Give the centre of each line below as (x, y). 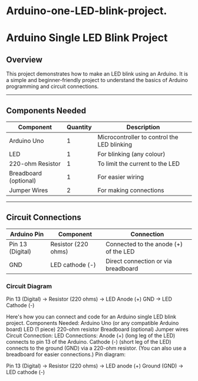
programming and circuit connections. (52, 86)
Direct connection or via (139, 261)
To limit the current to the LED (139, 164)
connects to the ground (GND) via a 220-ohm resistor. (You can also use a (96, 348)
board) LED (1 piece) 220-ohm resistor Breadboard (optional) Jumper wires (97, 330)
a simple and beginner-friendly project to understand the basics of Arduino (97, 80)
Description (143, 127)
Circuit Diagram (29, 286)
